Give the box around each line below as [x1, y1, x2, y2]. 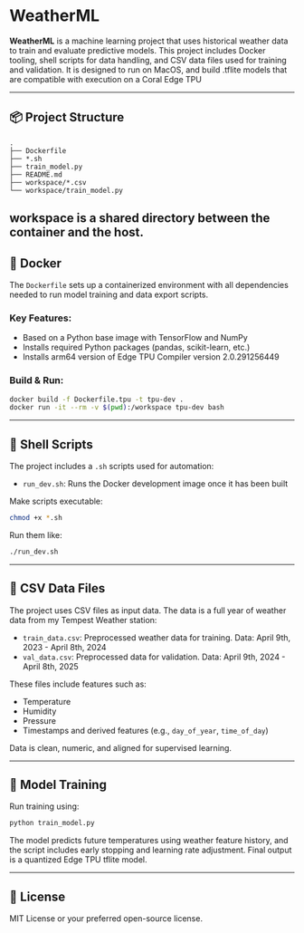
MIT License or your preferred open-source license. [9, 913, 204, 924]
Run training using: [9, 801, 80, 812]
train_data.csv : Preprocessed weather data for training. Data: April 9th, [22, 631, 291, 643]
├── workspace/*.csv [9, 178, 88, 187]
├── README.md [9, 169, 63, 179]
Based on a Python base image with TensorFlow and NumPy [22, 332, 249, 343]
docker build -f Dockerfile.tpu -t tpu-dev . [9, 395, 184, 404]
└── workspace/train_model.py [9, 186, 124, 195]
